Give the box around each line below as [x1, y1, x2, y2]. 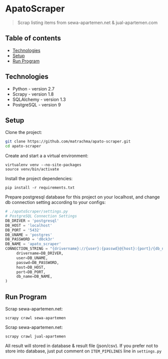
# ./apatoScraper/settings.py [5, 209, 68, 214]
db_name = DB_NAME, [16, 274, 52, 279]
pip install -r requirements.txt [5, 185, 75, 190]
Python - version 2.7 [12, 85, 55, 91]
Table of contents [5, 34, 61, 42]
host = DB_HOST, [16, 264, 46, 270]
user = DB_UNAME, [16, 255, 48, 260]
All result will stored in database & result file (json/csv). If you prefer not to [5, 342, 158, 348]
